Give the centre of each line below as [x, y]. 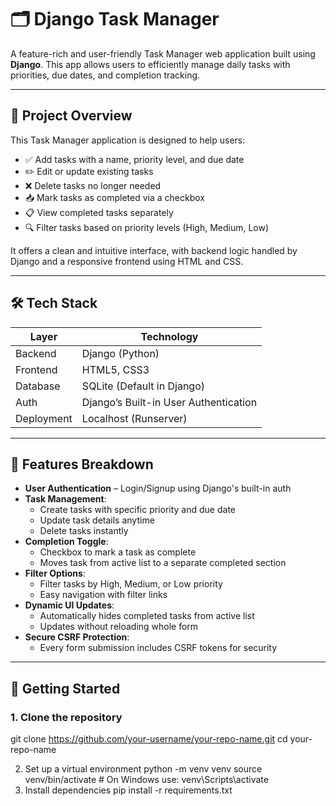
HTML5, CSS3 [115, 369]
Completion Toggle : [66, 542]
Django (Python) [120, 353]
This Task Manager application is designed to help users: [128, 140]
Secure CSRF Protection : [77, 637]
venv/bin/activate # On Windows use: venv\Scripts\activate [146, 780]
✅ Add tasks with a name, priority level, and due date [134, 159]
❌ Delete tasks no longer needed [93, 185]
